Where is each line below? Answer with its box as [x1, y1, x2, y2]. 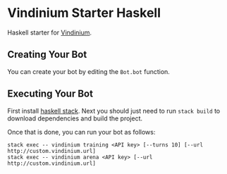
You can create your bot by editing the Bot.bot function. [7, 67, 171, 75]
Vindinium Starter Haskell [7, 5, 161, 21]
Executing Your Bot [7, 88, 94, 100]
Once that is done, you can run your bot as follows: [7, 128, 156, 136]
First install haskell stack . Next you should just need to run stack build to [7, 106, 221, 115]
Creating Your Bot [7, 49, 87, 61]
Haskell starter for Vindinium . [7, 28, 92, 37]
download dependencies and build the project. [7, 114, 143, 123]
